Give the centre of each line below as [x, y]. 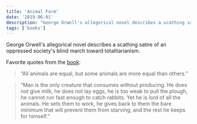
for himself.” [35, 116]
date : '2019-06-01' [30, 17]
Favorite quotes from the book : [43, 62]
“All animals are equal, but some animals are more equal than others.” [104, 73]
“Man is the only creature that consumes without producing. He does [104, 85]
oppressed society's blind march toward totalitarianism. [73, 51]
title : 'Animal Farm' [33, 11]
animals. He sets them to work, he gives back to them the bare [96, 104]
